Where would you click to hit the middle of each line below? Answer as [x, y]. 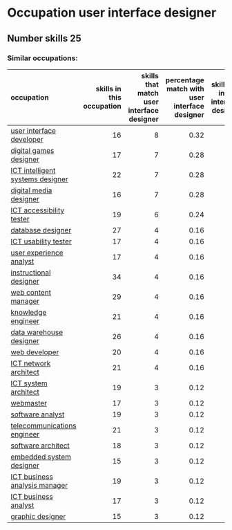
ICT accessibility [37, 210]
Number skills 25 [44, 38]
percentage [185, 80]
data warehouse [37, 332]
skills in [109, 89]
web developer [35, 352]
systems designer [40, 179]
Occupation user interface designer [112, 13]
